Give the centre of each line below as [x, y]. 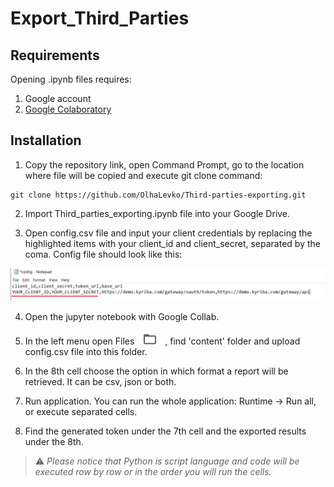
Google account [58, 98]
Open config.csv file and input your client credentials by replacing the [168, 233]
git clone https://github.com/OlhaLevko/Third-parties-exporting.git [158, 195]
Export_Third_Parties [100, 18]
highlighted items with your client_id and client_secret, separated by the [172, 243]
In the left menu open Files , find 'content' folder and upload [162, 341]
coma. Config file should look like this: [103, 254]
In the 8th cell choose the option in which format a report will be [156, 371]
